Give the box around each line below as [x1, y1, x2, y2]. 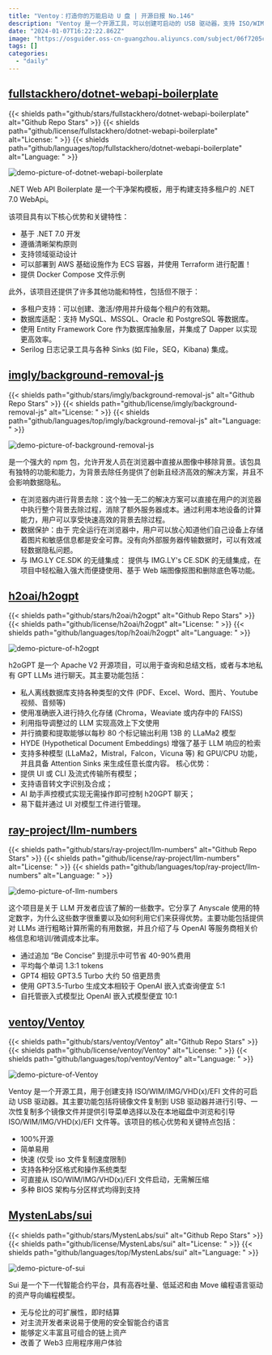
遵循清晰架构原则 [19, 238, 78, 248]
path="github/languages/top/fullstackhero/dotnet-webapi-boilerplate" [8, 143, 243, 152]
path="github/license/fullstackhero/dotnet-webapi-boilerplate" [8, 126, 219, 135]
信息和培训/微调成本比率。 [15, 933, 104, 943]
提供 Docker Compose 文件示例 [19, 269, 125, 279]
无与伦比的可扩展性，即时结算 [19, 1307, 120, 1317]
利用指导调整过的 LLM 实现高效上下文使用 [19, 718, 160, 728]
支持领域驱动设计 [19, 249, 78, 259]
